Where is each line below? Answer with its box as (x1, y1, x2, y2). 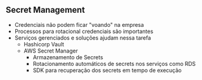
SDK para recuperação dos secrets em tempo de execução (32, 67, 182, 74)
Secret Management (5, 5, 85, 15)
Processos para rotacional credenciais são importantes (14, 27, 154, 35)
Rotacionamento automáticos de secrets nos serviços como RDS (32, 60, 196, 67)
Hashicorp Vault (23, 40, 65, 48)
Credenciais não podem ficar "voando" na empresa (14, 21, 144, 28)
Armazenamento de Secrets (32, 53, 103, 60)
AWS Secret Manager (23, 47, 78, 54)
